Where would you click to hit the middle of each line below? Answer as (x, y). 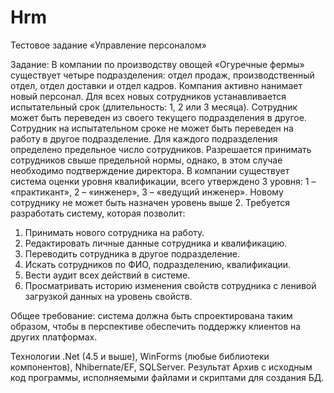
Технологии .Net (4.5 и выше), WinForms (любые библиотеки (140, 356)
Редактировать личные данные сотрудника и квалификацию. (156, 243)
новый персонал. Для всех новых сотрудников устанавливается (148, 96)
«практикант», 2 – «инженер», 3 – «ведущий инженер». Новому (147, 192)
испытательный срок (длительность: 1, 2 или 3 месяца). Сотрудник (154, 107)
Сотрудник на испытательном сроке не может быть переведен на (152, 128)
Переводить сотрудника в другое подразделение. (132, 253)
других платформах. (54, 337)
